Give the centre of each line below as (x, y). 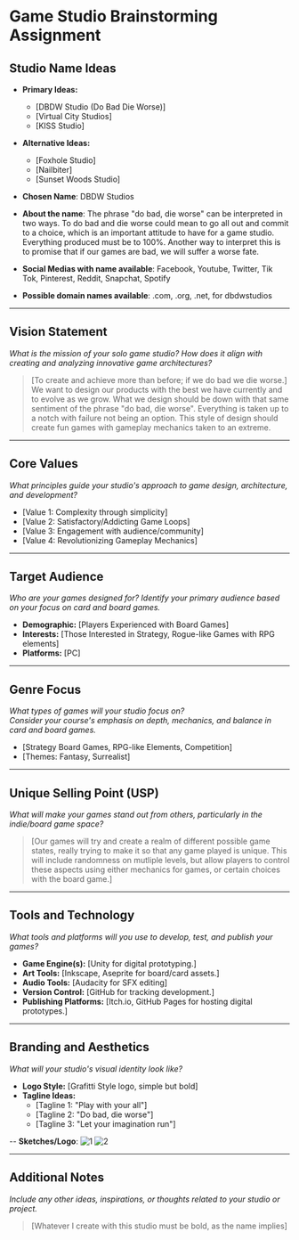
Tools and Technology (72, 915)
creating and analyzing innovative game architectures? (111, 363)
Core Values (44, 464)
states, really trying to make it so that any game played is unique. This (159, 851)
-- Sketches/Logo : (44, 1141)
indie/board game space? (57, 824)
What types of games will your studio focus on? (97, 711)
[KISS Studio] (60, 126)
